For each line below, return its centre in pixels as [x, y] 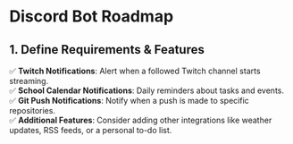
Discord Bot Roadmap [92, 17]
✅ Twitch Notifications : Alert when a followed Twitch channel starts [135, 71]
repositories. [33, 110]
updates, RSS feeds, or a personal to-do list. [91, 130]
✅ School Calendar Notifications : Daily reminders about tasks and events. [146, 90]
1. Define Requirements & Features [107, 50]
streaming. [29, 81]
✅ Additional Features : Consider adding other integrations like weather [141, 120]
